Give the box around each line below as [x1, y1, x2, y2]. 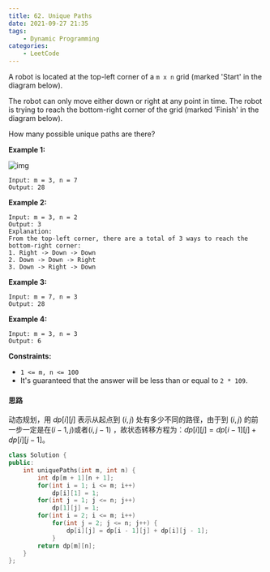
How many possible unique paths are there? [8, 129, 156, 139]
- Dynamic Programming [23, 34, 100, 43]
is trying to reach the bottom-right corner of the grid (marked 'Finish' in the [8, 105, 259, 114]
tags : [8, 27, 27, 35]
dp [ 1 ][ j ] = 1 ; [51, 504, 100, 512]
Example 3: [8, 277, 47, 286]
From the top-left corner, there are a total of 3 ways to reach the [8, 234, 249, 243]
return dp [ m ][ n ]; [37, 541, 96, 550]
